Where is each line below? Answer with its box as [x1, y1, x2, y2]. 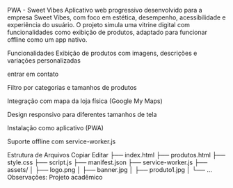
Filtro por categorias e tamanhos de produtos [7, 84, 137, 91]
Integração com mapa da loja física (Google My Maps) [7, 97, 163, 105]
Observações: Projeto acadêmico [7, 173, 103, 181]
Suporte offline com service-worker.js [7, 137, 116, 146]
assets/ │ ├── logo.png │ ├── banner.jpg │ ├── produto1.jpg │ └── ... [7, 166, 213, 173]
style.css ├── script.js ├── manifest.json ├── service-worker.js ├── [7, 158, 208, 166]
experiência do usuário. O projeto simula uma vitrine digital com [7, 21, 190, 29]
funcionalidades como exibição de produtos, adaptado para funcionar [7, 28, 207, 36]
